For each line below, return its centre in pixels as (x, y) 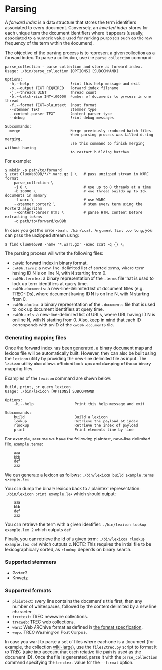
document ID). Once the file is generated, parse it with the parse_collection (81, 657)
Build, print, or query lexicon (38, 387)
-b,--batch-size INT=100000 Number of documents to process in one (80, 96)
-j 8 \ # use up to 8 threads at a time (82, 187)
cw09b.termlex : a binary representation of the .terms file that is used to (83, 278)
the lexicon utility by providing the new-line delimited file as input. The (76, 359)
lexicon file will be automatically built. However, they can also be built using (81, 353)
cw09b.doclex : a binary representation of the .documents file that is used (84, 304)
